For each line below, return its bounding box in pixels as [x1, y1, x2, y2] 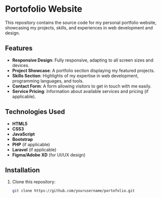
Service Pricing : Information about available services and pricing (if [12, 88, 149, 94]
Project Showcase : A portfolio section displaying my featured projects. [12, 67, 155, 73]
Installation [5, 166, 40, 174]
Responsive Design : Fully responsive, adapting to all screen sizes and [12, 57, 154, 63]
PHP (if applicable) [12, 141, 50, 147]
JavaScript [12, 131, 35, 137]
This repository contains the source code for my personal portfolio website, [5, 20, 157, 25]
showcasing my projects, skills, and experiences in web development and [5, 24, 153, 30]
